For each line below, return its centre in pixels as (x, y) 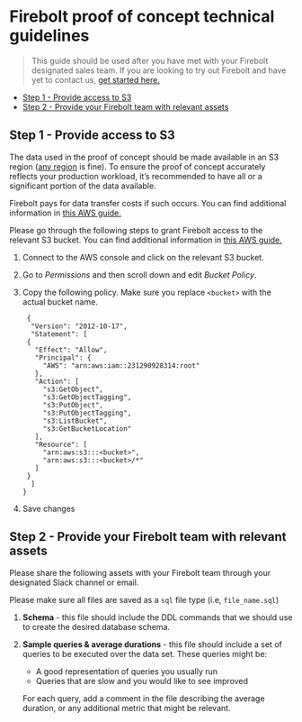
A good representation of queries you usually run (127, 671)
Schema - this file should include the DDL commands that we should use (157, 617)
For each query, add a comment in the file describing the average (143, 698)
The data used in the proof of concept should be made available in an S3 (144, 157)
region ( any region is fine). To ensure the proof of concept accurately (138, 166)
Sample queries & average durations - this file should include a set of (152, 644)
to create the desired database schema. (96, 626)
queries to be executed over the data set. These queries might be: (145, 653)
